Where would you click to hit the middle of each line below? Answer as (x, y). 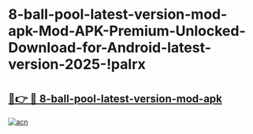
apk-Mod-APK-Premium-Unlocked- (127, 31)
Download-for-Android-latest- (110, 48)
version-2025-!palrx (77, 65)
